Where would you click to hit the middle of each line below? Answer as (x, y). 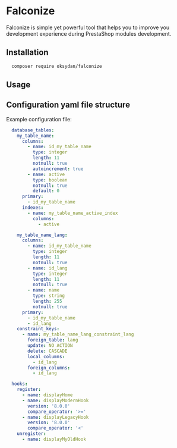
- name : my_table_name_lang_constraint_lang (78, 334)
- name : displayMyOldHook (54, 439)
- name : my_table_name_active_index (73, 213)
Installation (27, 53)
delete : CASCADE (48, 351)
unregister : (31, 434)
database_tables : (33, 130)
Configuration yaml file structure (68, 105)
